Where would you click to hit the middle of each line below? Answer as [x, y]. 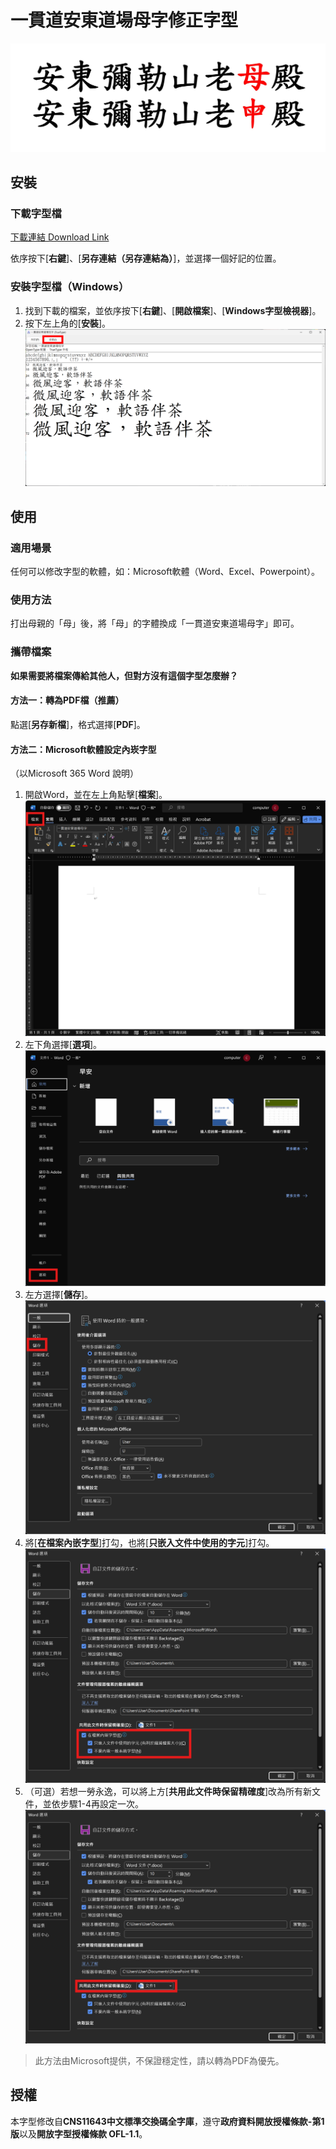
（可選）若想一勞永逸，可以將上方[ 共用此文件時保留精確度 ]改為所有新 [168, 1791]
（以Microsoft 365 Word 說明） [75, 773]
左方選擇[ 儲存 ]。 [59, 1295]
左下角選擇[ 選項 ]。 [63, 1045]
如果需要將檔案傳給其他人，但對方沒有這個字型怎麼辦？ [124, 675]
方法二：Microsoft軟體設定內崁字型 [83, 749]
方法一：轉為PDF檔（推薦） [67, 700]
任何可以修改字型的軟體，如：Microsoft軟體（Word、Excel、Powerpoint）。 [165, 572]
